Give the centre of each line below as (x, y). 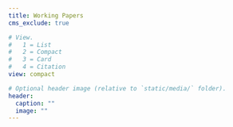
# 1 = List (30, 44)
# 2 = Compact (35, 52)
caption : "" (36, 103)
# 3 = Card (30, 60)
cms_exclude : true (39, 23)
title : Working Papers (46, 15)
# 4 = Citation (37, 67)
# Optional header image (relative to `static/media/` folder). (117, 88)
